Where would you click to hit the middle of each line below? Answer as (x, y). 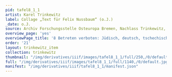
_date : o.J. (18, 24)
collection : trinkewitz (31, 52)
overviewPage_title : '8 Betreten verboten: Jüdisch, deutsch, (73, 38)
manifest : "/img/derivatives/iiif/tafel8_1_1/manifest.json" (72, 66)
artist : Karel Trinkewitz (33, 15)
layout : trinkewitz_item (32, 48)
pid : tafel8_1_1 (23, 10)
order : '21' (18, 43)
